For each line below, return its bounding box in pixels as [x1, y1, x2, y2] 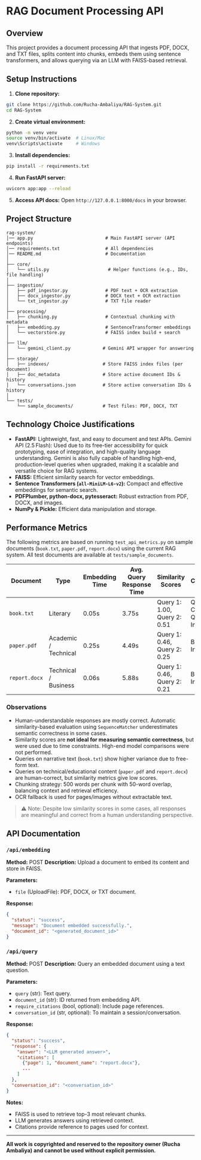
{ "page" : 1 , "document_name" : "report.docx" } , [22, 1060, 141, 1066]
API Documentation [6, 829, 81, 839]
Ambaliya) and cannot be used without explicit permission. [6, 1147, 156, 1154]
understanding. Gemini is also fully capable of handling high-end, [14, 454, 176, 461]
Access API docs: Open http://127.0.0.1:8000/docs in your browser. [14, 196, 187, 203]
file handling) [6, 272, 44, 278]
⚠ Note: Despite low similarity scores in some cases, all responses [20, 805, 187, 812]
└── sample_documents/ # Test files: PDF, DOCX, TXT [17, 403, 178, 409]
